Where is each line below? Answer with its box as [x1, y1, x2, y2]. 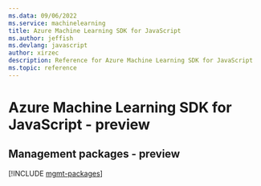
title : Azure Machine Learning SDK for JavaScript [8, 26, 181, 34]
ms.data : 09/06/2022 [8, 11, 78, 20]
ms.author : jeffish [8, 34, 74, 42]
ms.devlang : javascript [8, 42, 88, 50]
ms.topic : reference [8, 64, 78, 72]
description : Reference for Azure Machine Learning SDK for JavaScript [8, 57, 253, 65]
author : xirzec [8, 49, 59, 57]
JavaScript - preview [8, 115, 151, 133]
